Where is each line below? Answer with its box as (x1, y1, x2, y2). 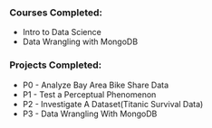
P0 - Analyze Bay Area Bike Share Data (22, 79, 169, 90)
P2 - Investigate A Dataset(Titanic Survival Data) (22, 98, 204, 109)
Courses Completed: (9, 6, 102, 19)
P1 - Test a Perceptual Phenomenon (22, 88, 157, 100)
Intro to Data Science (22, 27, 101, 38)
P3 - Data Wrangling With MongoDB (22, 108, 158, 119)
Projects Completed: (9, 59, 102, 71)
